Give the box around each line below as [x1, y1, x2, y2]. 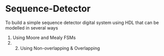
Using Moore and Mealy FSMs [12, 34, 76, 40]
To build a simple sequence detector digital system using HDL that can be [5, 19, 159, 25]
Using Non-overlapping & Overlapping [20, 45, 100, 51]
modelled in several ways [5, 24, 58, 30]
